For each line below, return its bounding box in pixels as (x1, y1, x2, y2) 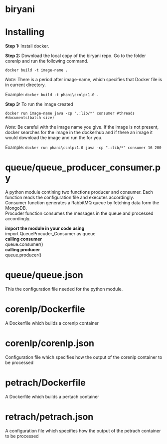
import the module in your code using (5, 225, 85, 231)
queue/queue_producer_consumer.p (5, 162, 161, 173)
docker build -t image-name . (5, 68, 68, 73)
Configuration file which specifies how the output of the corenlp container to (5, 354, 163, 360)
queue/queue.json (5, 269, 83, 281)
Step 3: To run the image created (5, 101, 73, 107)
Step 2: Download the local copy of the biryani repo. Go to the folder (5, 53, 146, 59)
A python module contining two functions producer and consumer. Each (5, 189, 154, 195)
